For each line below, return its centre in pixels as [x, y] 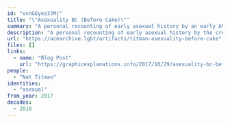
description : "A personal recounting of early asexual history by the [110, 32]
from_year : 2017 [30, 96]
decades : [20, 102]
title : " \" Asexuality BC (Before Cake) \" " [68, 20]
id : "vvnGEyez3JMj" [35, 13]
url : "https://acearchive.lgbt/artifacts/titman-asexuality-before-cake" [115, 39]
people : [18, 70]
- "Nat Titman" [35, 77]
